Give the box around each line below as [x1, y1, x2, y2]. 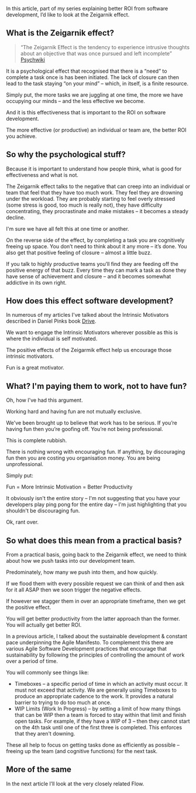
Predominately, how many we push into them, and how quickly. [6, 569, 158, 576]
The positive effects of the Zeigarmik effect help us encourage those [6, 347, 172, 354]
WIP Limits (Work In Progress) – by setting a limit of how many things [14, 705, 181, 712]
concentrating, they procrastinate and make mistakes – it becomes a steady [6, 207, 189, 214]
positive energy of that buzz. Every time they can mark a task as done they [6, 266, 187, 274]
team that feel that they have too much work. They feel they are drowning [6, 189, 183, 196]
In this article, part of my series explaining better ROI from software [6, 5, 169, 12]
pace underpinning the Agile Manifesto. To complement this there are [6, 639, 174, 646]
